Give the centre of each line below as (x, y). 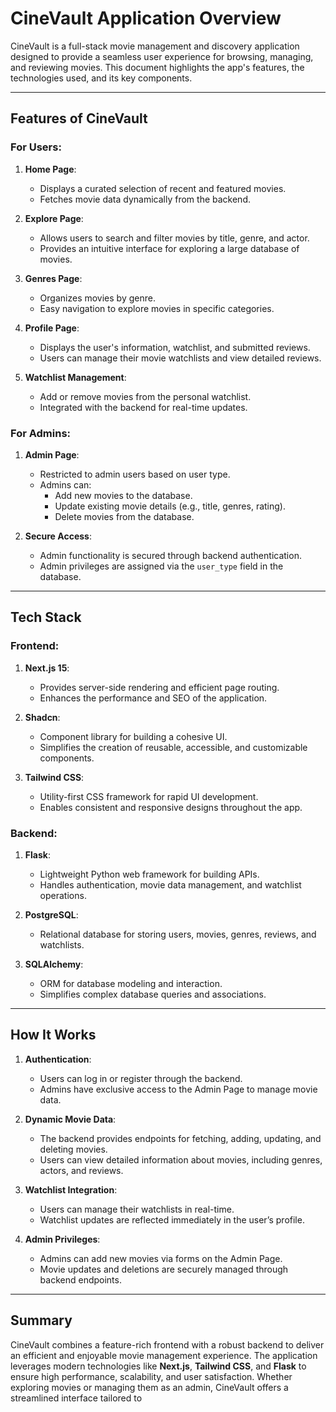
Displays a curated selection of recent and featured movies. (163, 188)
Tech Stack (46, 617)
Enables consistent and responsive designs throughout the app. (171, 807)
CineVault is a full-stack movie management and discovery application (155, 46)
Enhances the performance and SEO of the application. (153, 698)
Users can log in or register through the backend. (141, 1078)
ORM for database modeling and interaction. (131, 983)
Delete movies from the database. (124, 516)
